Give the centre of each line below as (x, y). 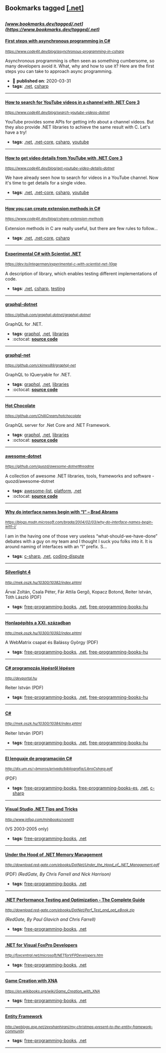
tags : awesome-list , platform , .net (47, 491)
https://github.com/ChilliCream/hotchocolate (43, 416)
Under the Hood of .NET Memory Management (54, 854)
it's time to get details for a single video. (46, 183)
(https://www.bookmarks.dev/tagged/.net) (52, 29)
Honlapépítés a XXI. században (38, 623)
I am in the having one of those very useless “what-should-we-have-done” (81, 536)
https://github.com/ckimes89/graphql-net (41, 366)
